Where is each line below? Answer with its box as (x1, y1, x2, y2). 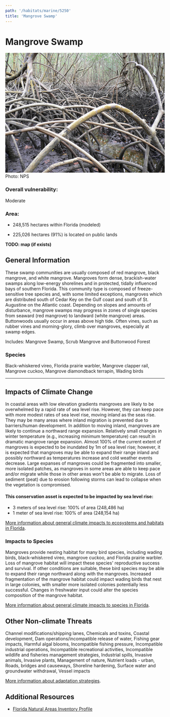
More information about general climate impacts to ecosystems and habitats (5, 520, 164, 526)
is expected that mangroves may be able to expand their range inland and (5, 449, 159, 456)
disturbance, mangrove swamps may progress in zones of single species (5, 307, 158, 313)
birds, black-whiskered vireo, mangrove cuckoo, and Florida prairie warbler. (5, 555, 163, 561)
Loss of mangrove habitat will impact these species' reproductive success (5, 560, 160, 566)
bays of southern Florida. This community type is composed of (5, 285, 137, 291)
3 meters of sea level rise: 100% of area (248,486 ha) (12, 505, 124, 511)
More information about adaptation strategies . (5, 678, 101, 684)
